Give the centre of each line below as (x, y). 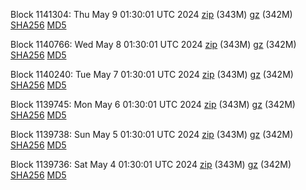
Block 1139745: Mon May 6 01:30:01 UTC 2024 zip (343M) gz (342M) (153, 104)
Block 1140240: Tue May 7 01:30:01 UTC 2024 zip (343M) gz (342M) (152, 74)
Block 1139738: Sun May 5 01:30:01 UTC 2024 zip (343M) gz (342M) (152, 134)
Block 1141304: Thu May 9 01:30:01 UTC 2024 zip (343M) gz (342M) (151, 14)
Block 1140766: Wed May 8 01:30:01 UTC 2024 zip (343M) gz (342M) (153, 44)
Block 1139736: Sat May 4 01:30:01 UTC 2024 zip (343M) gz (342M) (151, 164)
